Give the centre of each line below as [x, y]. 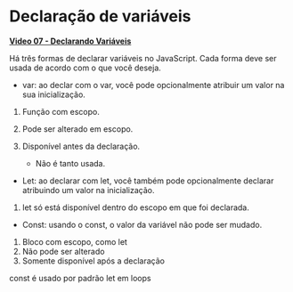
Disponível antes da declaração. [81, 146]
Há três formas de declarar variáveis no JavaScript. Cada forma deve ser [143, 58]
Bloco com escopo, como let [74, 241]
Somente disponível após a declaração [93, 261]
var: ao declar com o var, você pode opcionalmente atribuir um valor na [153, 85]
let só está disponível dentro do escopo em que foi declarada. [135, 207]
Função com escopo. [61, 111]
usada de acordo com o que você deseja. [85, 68]
